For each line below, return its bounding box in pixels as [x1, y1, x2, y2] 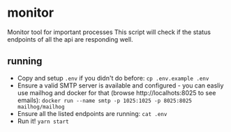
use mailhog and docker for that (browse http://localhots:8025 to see [17, 88, 216, 97]
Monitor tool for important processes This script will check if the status [7, 28, 211, 36]
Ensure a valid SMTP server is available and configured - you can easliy [17, 81, 224, 90]
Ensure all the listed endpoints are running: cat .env [17, 109, 167, 117]
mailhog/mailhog [17, 103, 65, 110]
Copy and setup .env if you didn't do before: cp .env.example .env [17, 74, 209, 82]
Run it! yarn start [17, 117, 69, 125]
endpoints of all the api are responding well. [7, 35, 133, 43]
